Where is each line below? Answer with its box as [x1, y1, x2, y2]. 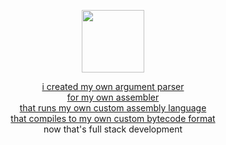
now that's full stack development [43, 123, 183, 135]
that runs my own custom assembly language [19, 102, 207, 114]
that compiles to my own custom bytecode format [10, 113, 216, 124]
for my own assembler [66, 91, 160, 103]
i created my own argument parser [41, 81, 185, 92]
